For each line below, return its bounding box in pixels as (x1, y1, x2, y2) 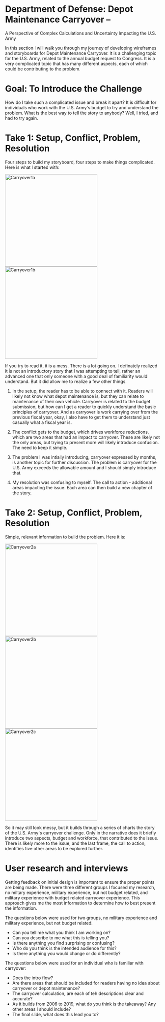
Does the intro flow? (12, 975, 53, 981)
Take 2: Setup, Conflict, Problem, (5, 507, 142, 518)
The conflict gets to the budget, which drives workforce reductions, (12, 429, 149, 435)
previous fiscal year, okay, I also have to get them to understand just (12, 414, 151, 420)
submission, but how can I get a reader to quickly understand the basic (12, 404, 156, 410)
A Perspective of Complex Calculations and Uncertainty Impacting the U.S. (5, 30, 156, 36)
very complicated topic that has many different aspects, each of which (5, 61, 148, 66)
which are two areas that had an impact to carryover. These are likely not (12, 434, 160, 440)
